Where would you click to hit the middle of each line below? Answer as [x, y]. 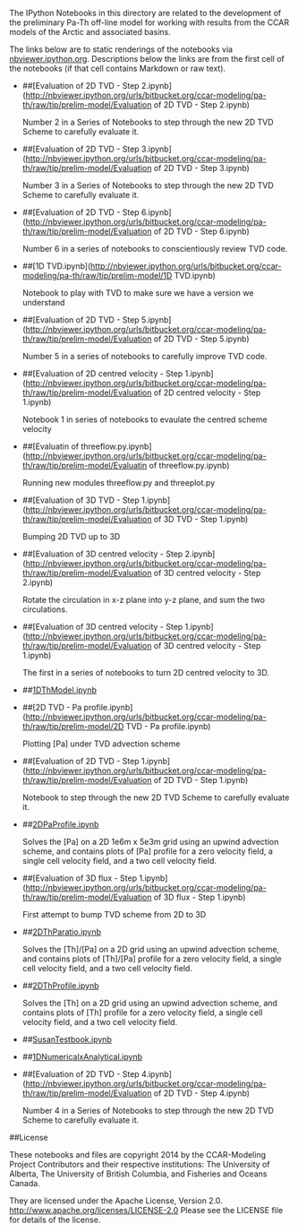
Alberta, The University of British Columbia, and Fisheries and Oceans [138, 1174]
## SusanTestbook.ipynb [67, 1039]
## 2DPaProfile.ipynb [60, 824]
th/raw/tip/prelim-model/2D [73, 726]
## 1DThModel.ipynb [59, 690]
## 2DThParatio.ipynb [61, 932]
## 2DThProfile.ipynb [61, 986]
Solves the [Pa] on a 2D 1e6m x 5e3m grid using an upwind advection [150, 842]
